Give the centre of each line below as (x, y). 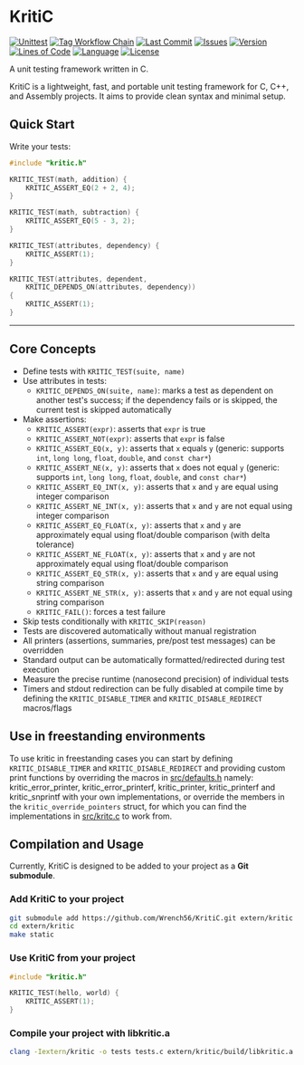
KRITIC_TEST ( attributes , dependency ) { (85, 245)
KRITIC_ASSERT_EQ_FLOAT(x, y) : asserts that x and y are (138, 525)
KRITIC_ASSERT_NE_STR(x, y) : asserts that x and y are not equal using (164, 592)
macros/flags (47, 707)
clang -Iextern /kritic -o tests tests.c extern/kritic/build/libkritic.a (152, 1052)
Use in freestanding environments (108, 737)
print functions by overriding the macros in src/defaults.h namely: (132, 777)
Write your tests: (40, 146)
